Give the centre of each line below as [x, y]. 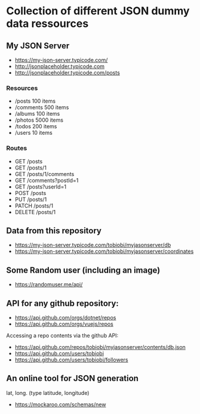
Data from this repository [54, 231]
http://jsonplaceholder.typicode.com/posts [67, 72]
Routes [17, 149]
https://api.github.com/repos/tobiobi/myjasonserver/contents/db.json [100, 347]
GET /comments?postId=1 [47, 180]
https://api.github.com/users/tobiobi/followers [71, 360]
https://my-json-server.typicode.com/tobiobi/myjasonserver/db [93, 245]
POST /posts [30, 193]
